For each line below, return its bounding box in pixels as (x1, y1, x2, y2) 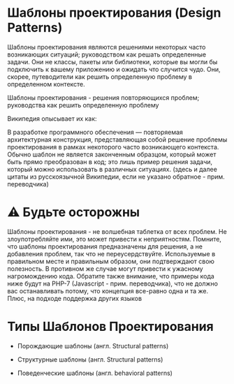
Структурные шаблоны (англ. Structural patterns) (17, 355, 163, 364)
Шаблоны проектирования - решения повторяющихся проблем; (7, 93, 200, 102)
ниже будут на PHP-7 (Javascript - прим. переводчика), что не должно (7, 279, 219, 288)
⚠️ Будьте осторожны (7, 205, 140, 221)
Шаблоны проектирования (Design (7, 5, 221, 21)
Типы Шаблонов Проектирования (7, 319, 214, 334)
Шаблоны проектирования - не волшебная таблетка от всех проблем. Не (7, 227, 227, 235)
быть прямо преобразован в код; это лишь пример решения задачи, (7, 157, 213, 165)
